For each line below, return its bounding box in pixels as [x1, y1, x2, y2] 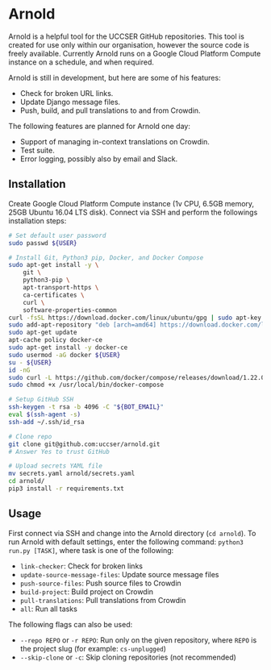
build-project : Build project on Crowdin [19, 586, 154, 597]
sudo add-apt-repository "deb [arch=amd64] [8, 321, 157, 329]
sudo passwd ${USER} [8, 239, 78, 247]
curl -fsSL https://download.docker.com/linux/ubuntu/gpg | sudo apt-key [8, 314, 262, 322]
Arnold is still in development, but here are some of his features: [8, 73, 221, 82]
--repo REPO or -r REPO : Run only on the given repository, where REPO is [19, 635, 257, 645]
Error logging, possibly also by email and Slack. [19, 154, 178, 164]
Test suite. [19, 145, 55, 155]
